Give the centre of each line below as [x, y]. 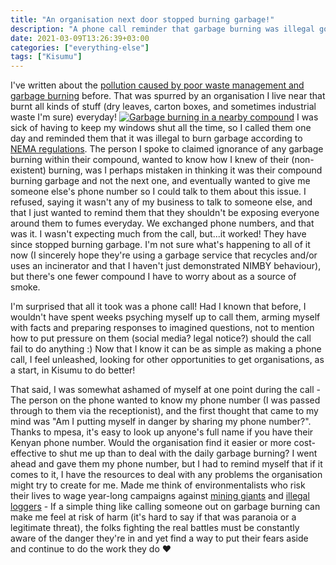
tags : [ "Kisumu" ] [46, 57]
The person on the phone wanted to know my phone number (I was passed [165, 400]
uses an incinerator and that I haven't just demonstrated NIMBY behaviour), [166, 266]
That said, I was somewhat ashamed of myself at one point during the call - [165, 390]
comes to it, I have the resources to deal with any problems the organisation [166, 475]
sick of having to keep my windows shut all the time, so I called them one [161, 128]
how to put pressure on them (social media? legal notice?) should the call [161, 338]
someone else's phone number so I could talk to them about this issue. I [158, 192]
